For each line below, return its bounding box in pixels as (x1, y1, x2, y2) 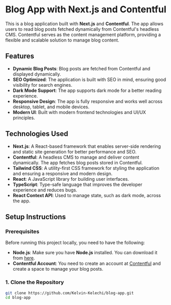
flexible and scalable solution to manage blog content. (5, 37, 119, 43)
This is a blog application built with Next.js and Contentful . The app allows (5, 21, 164, 27)
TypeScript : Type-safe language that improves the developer (12, 181, 142, 187)
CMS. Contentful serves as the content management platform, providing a (5, 31, 161, 37)
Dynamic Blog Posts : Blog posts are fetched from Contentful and (12, 65, 151, 71)
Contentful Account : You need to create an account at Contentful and (12, 260, 161, 266)
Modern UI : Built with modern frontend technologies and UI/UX (12, 109, 146, 115)
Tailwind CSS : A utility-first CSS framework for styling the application (12, 165, 160, 171)
